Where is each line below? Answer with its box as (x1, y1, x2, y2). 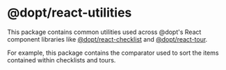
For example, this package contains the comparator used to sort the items (7, 49, 219, 57)
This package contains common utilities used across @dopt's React (7, 28, 202, 36)
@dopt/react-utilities (7, 5, 132, 21)
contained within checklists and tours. (7, 55, 116, 64)
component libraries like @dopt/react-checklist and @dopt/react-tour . (7, 35, 208, 43)
